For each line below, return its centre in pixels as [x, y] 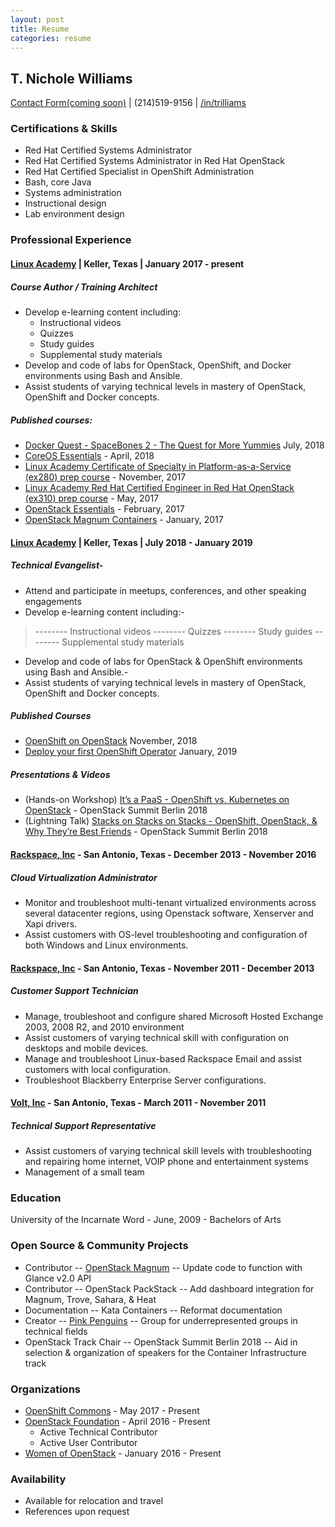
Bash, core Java [58, 182]
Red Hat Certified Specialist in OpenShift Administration [139, 172]
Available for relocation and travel [94, 1501]
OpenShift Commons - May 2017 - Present [112, 1411]
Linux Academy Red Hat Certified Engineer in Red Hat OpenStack [159, 487]
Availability [38, 1479]
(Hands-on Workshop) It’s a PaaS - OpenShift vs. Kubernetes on [157, 800]
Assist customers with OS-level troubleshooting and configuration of [166, 934]
